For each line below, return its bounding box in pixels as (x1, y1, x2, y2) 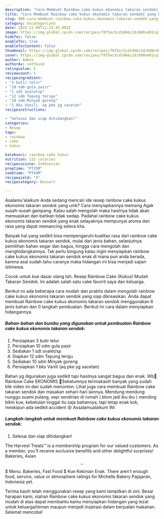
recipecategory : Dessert (5, 180, 56, 185)
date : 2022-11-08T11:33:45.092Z (5, 25, 71, 30)
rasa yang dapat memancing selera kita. (5, 223, 86, 229)
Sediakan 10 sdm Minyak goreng (12, 358, 78, 365)
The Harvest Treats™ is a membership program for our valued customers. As (5, 443, 159, 448)
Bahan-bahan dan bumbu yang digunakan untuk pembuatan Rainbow (5, 320, 151, 326)
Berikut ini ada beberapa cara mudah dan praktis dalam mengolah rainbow (5, 288, 155, 294)
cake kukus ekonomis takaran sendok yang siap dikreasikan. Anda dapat (5, 293, 152, 299)
